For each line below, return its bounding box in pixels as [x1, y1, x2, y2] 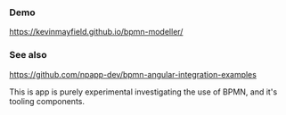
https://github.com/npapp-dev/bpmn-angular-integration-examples [9, 69, 257, 79]
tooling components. [9, 95, 86, 106]
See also [9, 49, 47, 62]
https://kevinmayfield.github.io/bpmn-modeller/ [9, 27, 184, 37]
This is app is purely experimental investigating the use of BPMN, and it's [9, 86, 278, 97]
